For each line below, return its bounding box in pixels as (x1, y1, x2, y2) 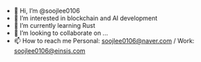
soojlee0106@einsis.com (13, 47, 86, 55)
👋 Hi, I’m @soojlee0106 (13, 7, 80, 15)
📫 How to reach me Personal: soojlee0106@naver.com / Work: (13, 37, 195, 45)
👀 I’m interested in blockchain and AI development (13, 14, 158, 22)
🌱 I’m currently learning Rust (13, 22, 96, 29)
